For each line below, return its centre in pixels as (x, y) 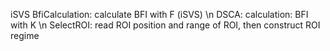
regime (25, 35)
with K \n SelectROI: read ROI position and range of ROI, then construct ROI (165, 25)
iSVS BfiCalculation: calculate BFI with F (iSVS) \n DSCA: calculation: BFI (159, 14)
